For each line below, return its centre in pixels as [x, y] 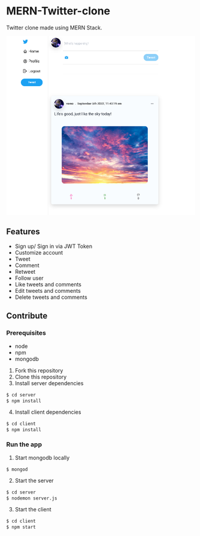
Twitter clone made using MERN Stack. [54, 28]
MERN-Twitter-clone [58, 11]
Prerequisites [26, 333]
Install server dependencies [49, 383]
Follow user [29, 278]
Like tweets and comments [48, 284]
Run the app [24, 444]
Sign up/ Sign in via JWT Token [54, 246]
